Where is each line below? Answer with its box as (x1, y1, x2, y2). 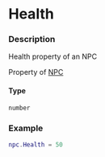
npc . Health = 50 (8, 140, 63, 149)
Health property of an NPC (8, 52, 98, 61)
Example (8, 122, 44, 134)
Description (8, 34, 56, 45)
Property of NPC (8, 68, 64, 77)
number (8, 104, 31, 112)
